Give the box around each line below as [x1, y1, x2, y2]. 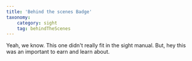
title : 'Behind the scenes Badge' [6, 8, 93, 15]
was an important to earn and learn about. [6, 48, 110, 56]
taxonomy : [6, 14, 31, 20]
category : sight [17, 20, 58, 26]
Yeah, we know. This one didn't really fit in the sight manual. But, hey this [6, 42, 187, 49]
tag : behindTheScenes [17, 25, 71, 32]
